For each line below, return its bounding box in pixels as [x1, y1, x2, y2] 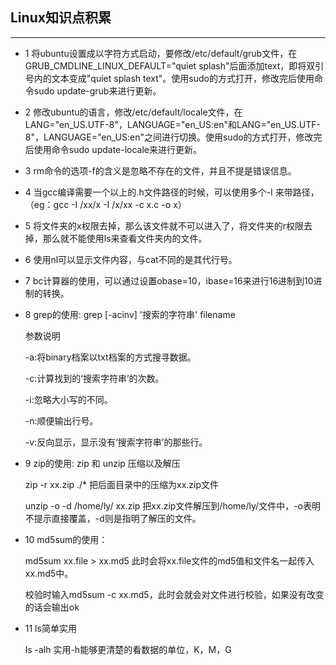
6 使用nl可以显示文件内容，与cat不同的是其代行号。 [24, 253, 238, 265]
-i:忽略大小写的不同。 [24, 393, 113, 405]
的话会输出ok [24, 601, 80, 613]
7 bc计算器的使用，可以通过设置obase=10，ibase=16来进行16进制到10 [24, 274, 314, 287]
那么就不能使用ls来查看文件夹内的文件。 [42, 232, 208, 244]
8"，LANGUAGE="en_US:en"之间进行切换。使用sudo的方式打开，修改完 [24, 131, 323, 143]
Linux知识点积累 [10, 9, 112, 27]
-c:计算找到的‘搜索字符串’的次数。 [24, 372, 165, 384]
